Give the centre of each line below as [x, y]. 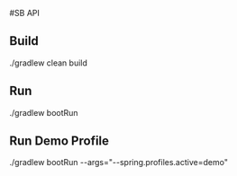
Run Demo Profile [59, 141]
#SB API [25, 13]
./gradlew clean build [49, 63]
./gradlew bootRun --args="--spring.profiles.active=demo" [118, 163]
